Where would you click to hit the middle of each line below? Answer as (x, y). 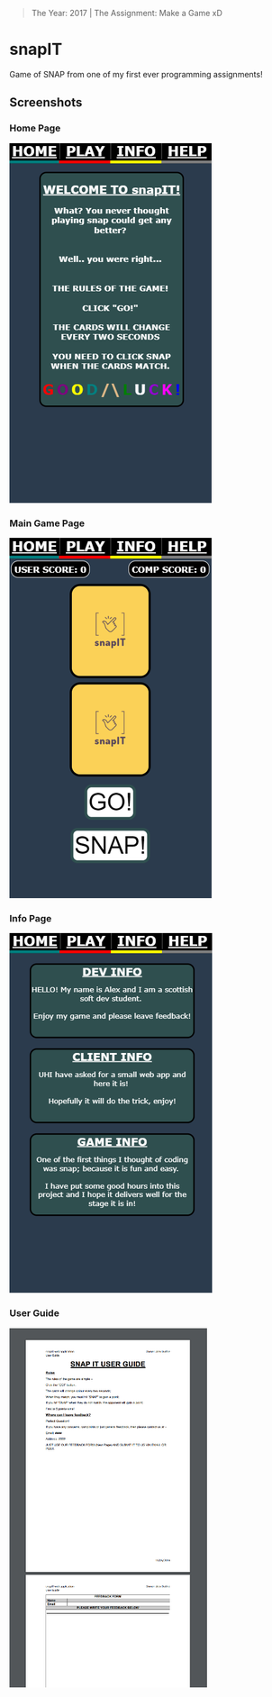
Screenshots (46, 103)
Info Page (31, 918)
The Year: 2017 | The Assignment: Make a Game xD (127, 13)
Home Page (35, 128)
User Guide (35, 1313)
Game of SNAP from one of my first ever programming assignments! (136, 74)
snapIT (36, 50)
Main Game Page (47, 523)
